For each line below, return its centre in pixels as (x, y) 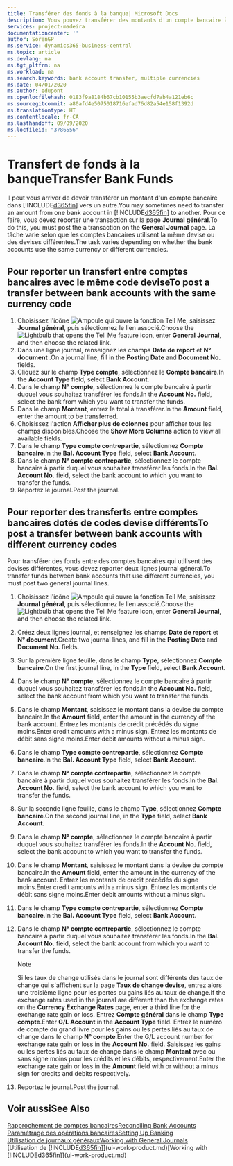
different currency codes (62, 544)
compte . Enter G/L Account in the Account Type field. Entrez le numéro (120, 1022)
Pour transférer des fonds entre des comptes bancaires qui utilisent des (110, 561)
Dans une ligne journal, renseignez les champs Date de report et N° (114, 350)
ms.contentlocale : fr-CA (43, 117)
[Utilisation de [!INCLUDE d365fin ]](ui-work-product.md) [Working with (107, 1147)
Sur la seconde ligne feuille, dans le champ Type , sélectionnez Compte (119, 808)
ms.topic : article (34, 53)
